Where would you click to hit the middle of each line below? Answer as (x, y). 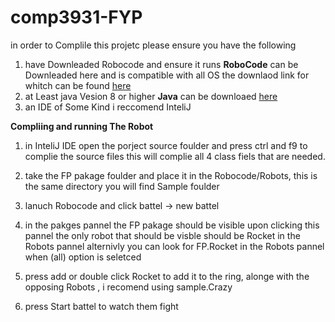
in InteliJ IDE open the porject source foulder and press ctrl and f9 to (166, 145)
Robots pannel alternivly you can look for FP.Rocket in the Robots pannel (174, 246)
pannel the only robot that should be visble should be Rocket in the (162, 235)
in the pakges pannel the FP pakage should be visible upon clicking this (172, 225)
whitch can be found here (78, 85)
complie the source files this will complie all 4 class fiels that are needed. (175, 156)
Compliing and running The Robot (82, 126)
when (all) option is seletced (83, 257)
